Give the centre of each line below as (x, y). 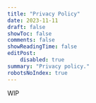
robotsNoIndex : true (38, 73)
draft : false (26, 27)
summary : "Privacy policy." (49, 66)
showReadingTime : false (42, 47)
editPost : (22, 54)
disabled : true (42, 60)
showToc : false (30, 34)
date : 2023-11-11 (33, 20)
